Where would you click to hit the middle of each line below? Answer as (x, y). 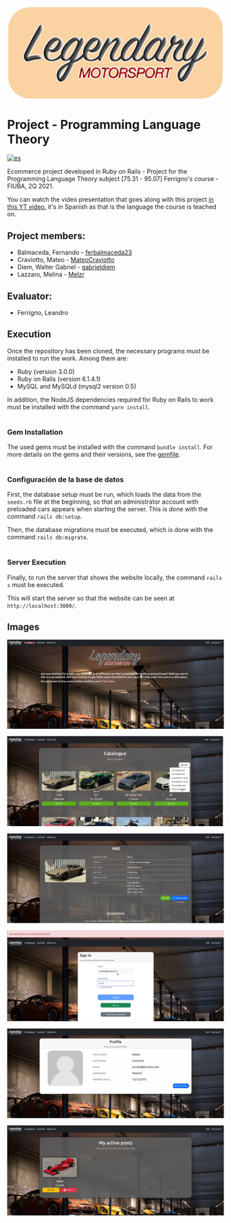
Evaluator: (30, 296)
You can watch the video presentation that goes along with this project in (111, 200)
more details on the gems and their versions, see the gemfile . (94, 455)
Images (23, 627)
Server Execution (37, 562)
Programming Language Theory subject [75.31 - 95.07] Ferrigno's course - (113, 179)
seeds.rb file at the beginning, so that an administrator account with (103, 502)
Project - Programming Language (104, 124)
